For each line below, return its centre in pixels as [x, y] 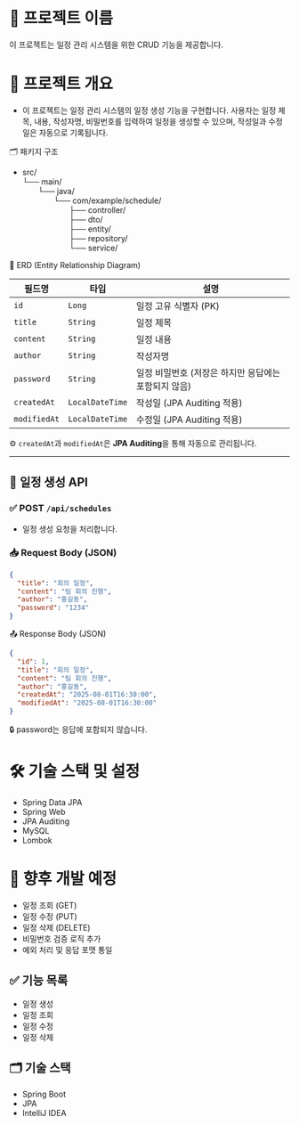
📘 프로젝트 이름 [61, 18]
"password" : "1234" [53, 608]
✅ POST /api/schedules [61, 509]
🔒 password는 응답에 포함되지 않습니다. [78, 730]
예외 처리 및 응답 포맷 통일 [67, 950]
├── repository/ [98, 238]
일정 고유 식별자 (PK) [178, 306]
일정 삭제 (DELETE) [56, 927]
